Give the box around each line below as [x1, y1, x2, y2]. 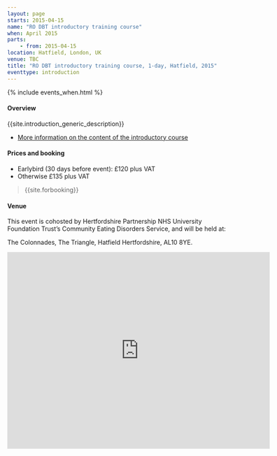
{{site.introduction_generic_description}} [7, 120, 125, 128]
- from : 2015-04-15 [20, 43, 77, 50]
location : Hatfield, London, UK [7, 50, 101, 57]
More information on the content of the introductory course [17, 133, 189, 141]
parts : [7, 36, 27, 43]
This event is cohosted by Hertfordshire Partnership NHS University [7, 218, 202, 226]
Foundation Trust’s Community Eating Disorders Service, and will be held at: [7, 225, 226, 233]
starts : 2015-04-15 [7, 17, 64, 24]
